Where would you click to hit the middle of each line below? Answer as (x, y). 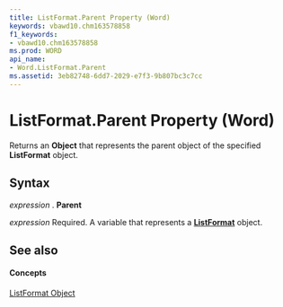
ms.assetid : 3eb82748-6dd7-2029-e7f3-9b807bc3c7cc (106, 76)
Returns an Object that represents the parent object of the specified (135, 145)
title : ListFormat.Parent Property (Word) (90, 18)
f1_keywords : (34, 34)
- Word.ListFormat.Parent (57, 68)
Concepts (28, 273)
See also (34, 250)
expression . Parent (46, 205)
